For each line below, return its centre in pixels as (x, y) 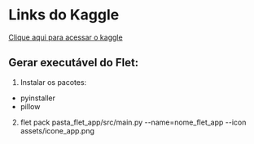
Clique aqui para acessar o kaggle (66, 37)
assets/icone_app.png (57, 130)
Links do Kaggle (64, 15)
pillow (30, 106)
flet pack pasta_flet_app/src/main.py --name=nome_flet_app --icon (133, 122)
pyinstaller (37, 98)
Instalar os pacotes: (53, 82)
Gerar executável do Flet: (74, 63)
